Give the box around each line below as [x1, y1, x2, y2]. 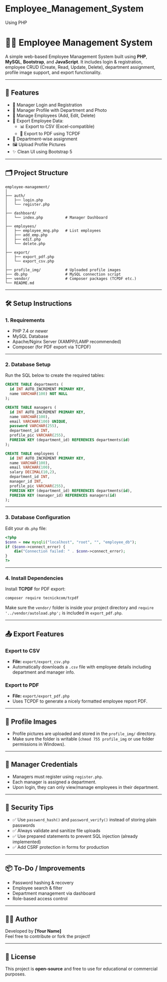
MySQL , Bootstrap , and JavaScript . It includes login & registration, [5, 58, 143, 65]
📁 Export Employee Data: [12, 118, 64, 124]
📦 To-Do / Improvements [5, 864, 85, 873]
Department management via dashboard [12, 890, 95, 896]
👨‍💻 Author [5, 915, 38, 923]
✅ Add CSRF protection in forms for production [12, 844, 109, 850]
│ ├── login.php [5, 198, 43, 203]
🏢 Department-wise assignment [12, 136, 78, 142]
